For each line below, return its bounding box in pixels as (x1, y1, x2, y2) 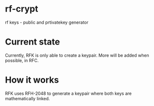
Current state (5, 36, 60, 47)
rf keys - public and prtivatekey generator (5, 19, 89, 25)
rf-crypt (5, 3, 38, 15)
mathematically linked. (5, 95, 50, 101)
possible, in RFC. (5, 57, 39, 63)
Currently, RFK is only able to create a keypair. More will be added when (5, 52, 149, 58)
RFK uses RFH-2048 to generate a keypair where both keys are (5, 91, 132, 96)
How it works (5, 75, 59, 86)
